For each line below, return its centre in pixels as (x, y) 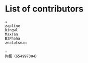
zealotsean (16, 43)
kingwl (12, 30)
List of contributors (44, 9)
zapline (13, 26)
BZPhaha (13, 38)
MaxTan (12, 34)
